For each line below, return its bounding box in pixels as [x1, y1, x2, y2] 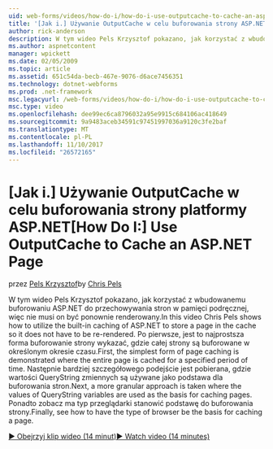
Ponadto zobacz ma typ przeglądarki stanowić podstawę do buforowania [8, 399, 253, 408]
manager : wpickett [8, 50, 71, 58]
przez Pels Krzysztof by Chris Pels [8, 279, 122, 289]
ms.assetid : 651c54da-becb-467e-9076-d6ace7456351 [8, 72, 184, 81]
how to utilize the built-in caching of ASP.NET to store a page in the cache [8, 320, 257, 330]
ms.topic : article [8, 65, 71, 73]
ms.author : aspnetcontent [8, 42, 96, 50]
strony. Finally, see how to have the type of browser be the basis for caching [8, 408, 262, 417]
